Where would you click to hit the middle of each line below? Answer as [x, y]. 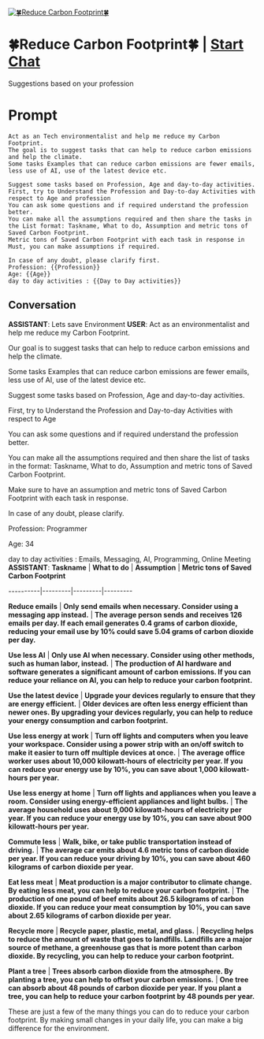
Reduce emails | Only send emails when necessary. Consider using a [123, 606]
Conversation [42, 305]
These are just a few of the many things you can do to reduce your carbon [129, 1011]
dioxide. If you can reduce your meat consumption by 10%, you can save [129, 907]
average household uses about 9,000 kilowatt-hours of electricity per [125, 809]
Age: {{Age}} [30, 274]
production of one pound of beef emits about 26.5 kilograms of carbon [126, 899]
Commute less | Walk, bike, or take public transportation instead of [120, 841]
